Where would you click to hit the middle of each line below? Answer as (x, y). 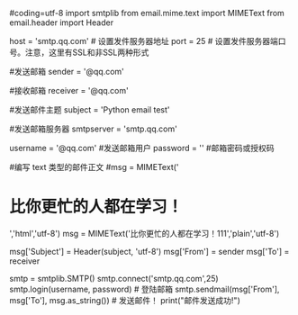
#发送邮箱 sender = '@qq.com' (67, 72)
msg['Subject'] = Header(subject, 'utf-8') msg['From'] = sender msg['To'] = (149, 251)
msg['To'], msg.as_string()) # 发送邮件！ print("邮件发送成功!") (125, 300)
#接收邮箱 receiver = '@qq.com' (69, 90)
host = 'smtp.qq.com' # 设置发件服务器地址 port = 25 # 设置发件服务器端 (144, 41)
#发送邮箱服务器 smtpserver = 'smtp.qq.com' (93, 129)
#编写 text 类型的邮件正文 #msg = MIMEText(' (94, 167)
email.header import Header (62, 22)
